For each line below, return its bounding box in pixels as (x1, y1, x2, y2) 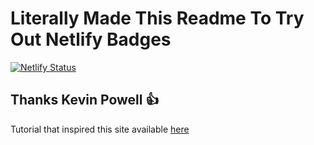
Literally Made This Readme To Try (10, 7, 305, 30)
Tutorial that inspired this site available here (10, 123, 190, 135)
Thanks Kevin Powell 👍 (10, 92, 160, 109)
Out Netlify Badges (10, 28, 172, 51)
